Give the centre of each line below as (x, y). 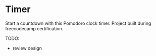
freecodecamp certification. (34, 28)
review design (27, 48)
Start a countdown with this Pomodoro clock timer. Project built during (78, 23)
